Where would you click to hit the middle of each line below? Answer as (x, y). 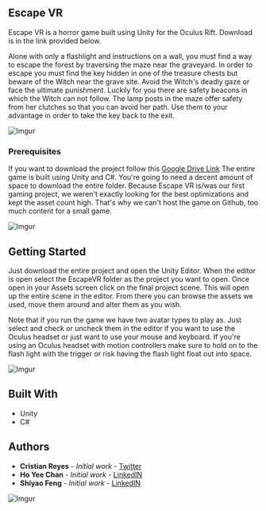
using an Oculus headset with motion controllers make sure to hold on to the (133, 345)
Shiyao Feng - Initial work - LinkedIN (80, 483)
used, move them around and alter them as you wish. (95, 304)
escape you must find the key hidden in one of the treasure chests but (123, 73)
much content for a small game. (60, 211)
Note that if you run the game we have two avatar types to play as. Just (125, 320)
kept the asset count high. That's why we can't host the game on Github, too (133, 203)
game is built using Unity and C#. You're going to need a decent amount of (131, 177)
